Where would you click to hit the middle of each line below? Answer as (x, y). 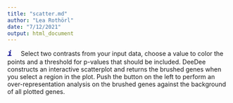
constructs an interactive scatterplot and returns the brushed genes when (114, 69)
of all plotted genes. (36, 92)
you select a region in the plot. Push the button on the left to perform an (111, 77)
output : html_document (40, 33)
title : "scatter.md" (38, 14)
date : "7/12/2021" (34, 27)
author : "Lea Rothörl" (40, 20)
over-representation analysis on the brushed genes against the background (117, 84)
